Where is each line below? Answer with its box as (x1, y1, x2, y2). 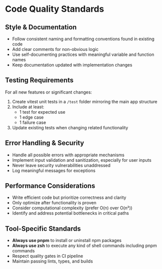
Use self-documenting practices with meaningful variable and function (12, 51, 155, 57)
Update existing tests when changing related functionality (12, 124, 128, 130)
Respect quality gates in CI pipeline (12, 253, 83, 259)
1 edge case (19, 114, 44, 120)
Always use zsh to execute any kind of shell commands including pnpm (12, 243, 157, 248)
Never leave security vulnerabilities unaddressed (12, 162, 111, 168)
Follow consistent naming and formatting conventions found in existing (12, 36, 155, 42)
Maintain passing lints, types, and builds (12, 258, 93, 264)
